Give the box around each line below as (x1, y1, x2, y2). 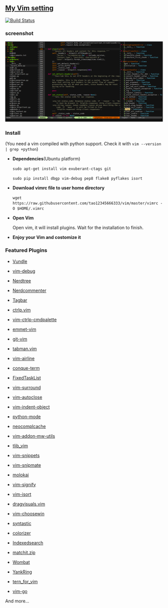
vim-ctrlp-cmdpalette (12, 317, 57, 323)
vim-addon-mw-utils (12, 433, 55, 439)
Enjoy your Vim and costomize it (12, 234, 81, 240)
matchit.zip (12, 549, 36, 555)
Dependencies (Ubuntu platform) (12, 156, 80, 162)
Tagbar (12, 297, 27, 303)
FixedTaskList (12, 375, 41, 381)
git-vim (12, 336, 27, 342)
